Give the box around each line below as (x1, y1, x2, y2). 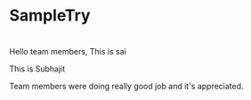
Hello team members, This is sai (9, 46, 126, 57)
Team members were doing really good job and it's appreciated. (9, 81, 244, 92)
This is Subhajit (9, 63, 66, 74)
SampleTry (9, 5, 91, 26)
